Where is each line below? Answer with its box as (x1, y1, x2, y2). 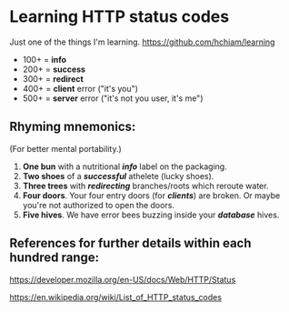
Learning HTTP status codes (9, 6, 230, 27)
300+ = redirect (22, 73, 84, 84)
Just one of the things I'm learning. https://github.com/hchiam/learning (9, 36, 275, 47)
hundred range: (9, 250, 100, 266)
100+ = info (22, 54, 66, 65)
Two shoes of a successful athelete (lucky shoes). (22, 170, 214, 181)
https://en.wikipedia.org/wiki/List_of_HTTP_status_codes (9, 291, 223, 302)
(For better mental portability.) (9, 143, 123, 154)
